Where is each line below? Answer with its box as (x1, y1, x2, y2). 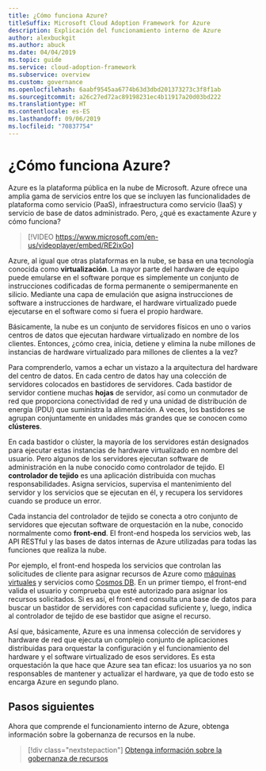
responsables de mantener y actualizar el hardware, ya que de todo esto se (8, 669, 255, 678)
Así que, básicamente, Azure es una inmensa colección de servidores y (8, 626, 241, 636)
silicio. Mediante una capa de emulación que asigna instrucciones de (8, 289, 234, 299)
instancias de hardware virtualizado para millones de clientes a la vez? (8, 347, 238, 357)
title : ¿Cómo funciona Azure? (8, 11, 108, 20)
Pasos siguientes (8, 700, 95, 714)
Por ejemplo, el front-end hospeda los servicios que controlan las (8, 561, 222, 570)
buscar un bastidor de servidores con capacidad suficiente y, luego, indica (8, 603, 253, 612)
